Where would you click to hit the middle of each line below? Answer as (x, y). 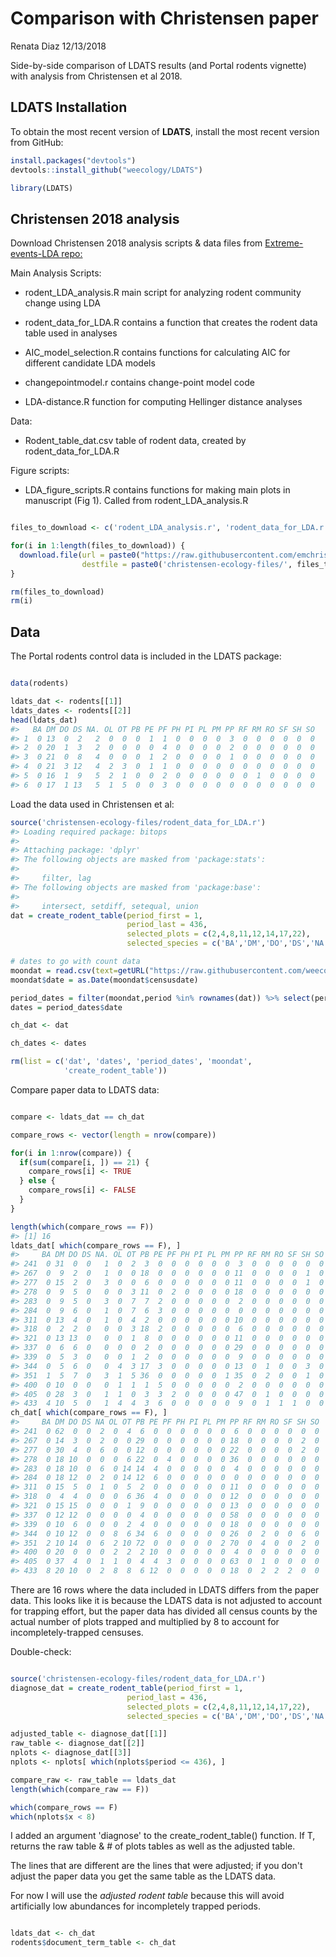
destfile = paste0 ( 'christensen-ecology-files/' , (187, 564)
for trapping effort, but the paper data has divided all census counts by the (164, 1611)
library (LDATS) (42, 188)
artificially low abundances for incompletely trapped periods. (136, 1906)
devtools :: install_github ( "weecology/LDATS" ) (106, 170)
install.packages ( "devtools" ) (73, 160)
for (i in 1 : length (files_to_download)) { (98, 546)
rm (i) (21, 601)
